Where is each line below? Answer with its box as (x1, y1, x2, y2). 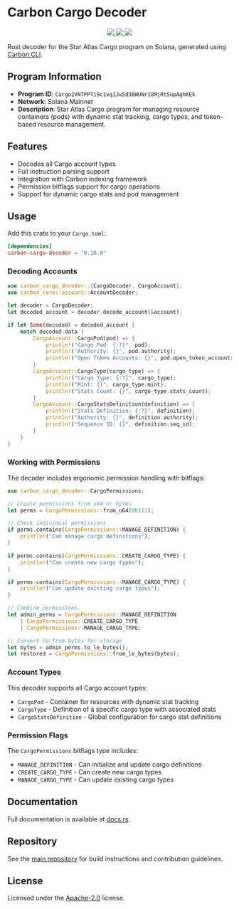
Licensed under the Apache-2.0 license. (7, 894, 125, 903)
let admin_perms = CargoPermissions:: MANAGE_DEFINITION (7, 611, 176, 619)
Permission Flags (7, 730, 69, 740)
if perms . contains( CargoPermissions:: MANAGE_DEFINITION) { (7, 526, 186, 534)
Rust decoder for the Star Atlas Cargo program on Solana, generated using (7, 42, 226, 51)
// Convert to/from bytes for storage (7, 637, 122, 644)
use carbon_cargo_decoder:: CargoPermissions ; (7, 487, 144, 495)
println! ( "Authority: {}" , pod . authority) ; (45, 348, 176, 355)
